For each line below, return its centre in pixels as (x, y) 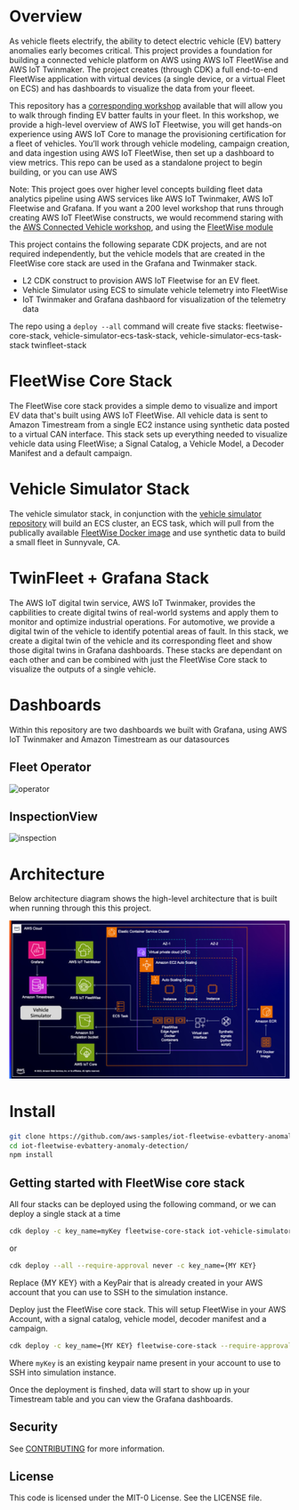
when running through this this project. (81, 908)
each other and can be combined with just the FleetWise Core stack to (138, 659)
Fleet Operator (50, 767)
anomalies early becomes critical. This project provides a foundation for (141, 50)
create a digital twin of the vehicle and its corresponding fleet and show (141, 641)
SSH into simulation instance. (63, 1372)
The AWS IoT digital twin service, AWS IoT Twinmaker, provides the (133, 602)
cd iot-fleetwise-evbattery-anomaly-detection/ (99, 1146)
